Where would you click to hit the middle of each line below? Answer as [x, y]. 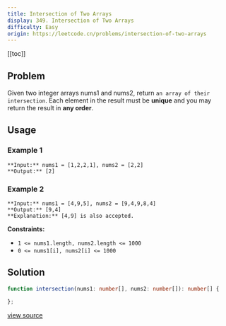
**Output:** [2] [31, 171]
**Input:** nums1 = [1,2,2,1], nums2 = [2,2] [75, 165]
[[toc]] [17, 54]
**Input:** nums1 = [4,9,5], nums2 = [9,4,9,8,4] [82, 204]
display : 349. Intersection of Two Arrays [71, 21]
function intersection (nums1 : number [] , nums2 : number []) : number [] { [113, 289]
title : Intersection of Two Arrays [60, 14]
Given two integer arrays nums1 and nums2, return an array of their [109, 93]
